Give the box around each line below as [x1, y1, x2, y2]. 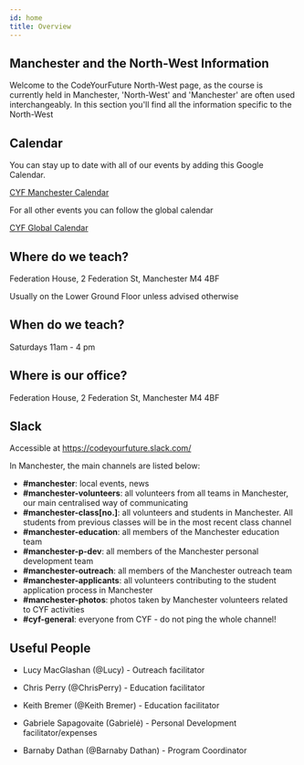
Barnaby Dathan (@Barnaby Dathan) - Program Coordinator [22, 745, 247, 756]
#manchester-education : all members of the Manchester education [22, 527, 280, 538]
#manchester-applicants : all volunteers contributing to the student [22, 575, 277, 586]
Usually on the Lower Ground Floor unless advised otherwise [9, 290, 239, 301]
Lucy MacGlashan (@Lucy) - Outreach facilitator [22, 665, 205, 676]
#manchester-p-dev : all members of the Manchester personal [22, 546, 259, 557]
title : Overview [9, 22, 71, 31]
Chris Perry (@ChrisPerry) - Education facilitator [22, 682, 205, 694]
